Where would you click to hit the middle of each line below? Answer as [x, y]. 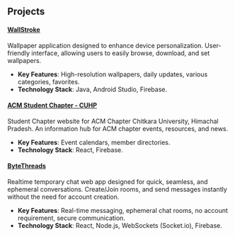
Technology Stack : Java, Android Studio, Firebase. [92, 89]
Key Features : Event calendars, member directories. [94, 142]
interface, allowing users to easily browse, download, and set [121, 53]
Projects [26, 12]
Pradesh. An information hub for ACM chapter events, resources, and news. [118, 128]
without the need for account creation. [63, 197]
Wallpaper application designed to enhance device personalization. [105, 45]
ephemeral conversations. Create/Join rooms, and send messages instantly [117, 189]
